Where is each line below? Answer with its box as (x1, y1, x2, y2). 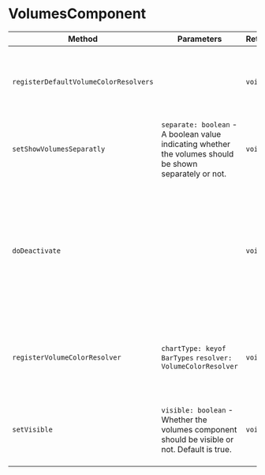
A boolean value (161, 128, 222, 139)
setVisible (12, 424, 53, 434)
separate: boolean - (161, 119, 238, 130)
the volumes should (161, 148, 234, 159)
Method (68, 33, 99, 44)
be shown (161, 158, 198, 169)
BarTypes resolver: (161, 353, 233, 362)
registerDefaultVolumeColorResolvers (12, 77, 154, 86)
